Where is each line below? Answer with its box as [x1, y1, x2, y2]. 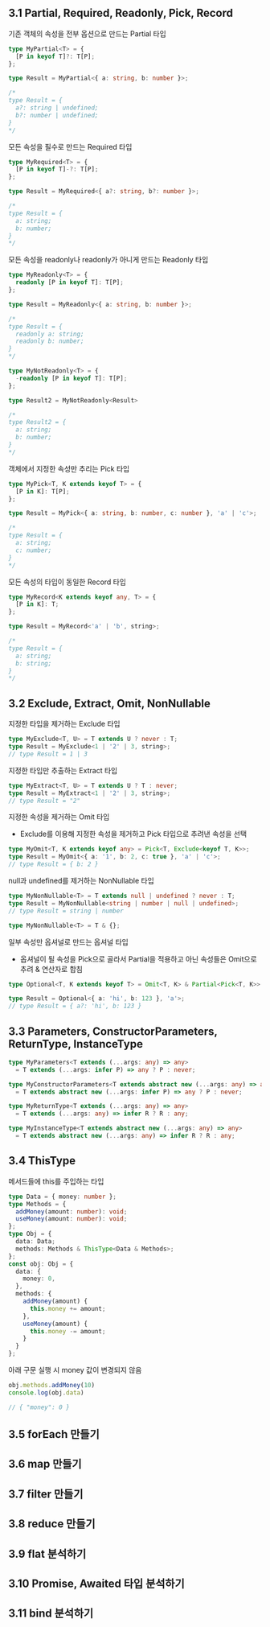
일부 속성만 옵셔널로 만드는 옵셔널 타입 [8, 937, 129, 946]
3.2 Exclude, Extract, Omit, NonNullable [8, 696, 211, 711]
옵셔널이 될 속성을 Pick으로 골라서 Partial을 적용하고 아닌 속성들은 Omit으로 [19, 954, 257, 964]
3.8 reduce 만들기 [8, 1517, 96, 1531]
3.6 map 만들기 [8, 1457, 82, 1471]
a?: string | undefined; [15, 104, 99, 112]
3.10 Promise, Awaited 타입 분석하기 [8, 1576, 185, 1590]
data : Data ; [15, 1238, 56, 1246]
